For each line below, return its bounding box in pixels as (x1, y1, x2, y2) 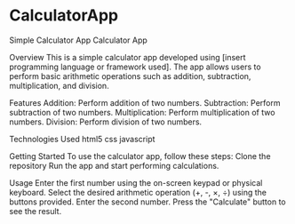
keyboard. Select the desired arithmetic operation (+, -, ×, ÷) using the (9, 187, 267, 197)
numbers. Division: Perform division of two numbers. (9, 116, 203, 127)
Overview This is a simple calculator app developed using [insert (9, 52, 246, 62)
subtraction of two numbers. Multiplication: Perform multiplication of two (9, 107, 275, 117)
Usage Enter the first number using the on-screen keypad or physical (9, 177, 263, 188)
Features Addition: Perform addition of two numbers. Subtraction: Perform (9, 97, 282, 108)
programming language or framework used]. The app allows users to (9, 61, 261, 72)
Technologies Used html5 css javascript (9, 133, 155, 144)
